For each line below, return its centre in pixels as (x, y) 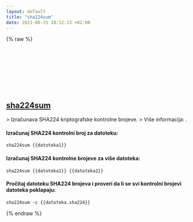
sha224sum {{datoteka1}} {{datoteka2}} (55, 171)
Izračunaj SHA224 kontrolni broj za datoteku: (62, 133)
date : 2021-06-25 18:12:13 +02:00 (48, 22)
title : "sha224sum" (30, 17)
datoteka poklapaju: (31, 190)
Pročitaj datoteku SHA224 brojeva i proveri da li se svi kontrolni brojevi (94, 184)
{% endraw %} (24, 213)
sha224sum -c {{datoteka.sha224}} (48, 202)
